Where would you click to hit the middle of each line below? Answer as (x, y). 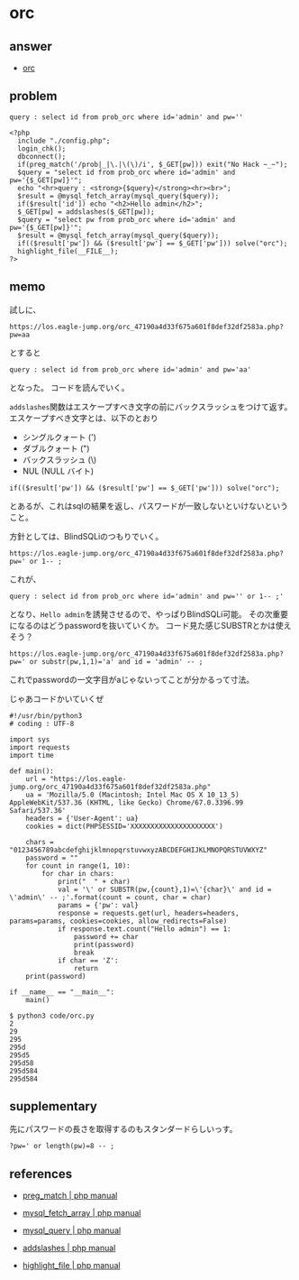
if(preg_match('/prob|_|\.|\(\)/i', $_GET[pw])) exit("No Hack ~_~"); (153, 164)
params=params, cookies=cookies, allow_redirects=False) (118, 921)
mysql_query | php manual (72, 1230)
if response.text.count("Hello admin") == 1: (144, 929)
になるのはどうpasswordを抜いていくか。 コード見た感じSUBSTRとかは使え (150, 625)
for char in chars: (78, 873)
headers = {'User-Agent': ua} (82, 818)
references (41, 1174)
